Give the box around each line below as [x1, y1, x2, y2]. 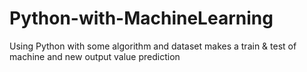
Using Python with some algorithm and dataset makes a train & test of [9, 40, 297, 52]
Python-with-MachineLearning [9, 7, 274, 30]
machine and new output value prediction [9, 50, 181, 62]
